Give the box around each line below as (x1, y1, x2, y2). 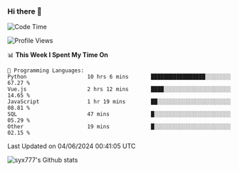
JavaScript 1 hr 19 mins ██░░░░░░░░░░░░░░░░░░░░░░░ (7, 98, 232, 105)
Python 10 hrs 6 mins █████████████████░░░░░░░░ (7, 73, 232, 81)
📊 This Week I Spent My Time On (7, 51, 108, 59)
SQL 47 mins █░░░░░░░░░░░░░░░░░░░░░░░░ (7, 110, 232, 118)
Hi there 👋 (7, 6, 43, 16)
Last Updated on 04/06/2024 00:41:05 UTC (7, 142, 136, 150)
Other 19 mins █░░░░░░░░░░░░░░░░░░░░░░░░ (7, 123, 232, 130)
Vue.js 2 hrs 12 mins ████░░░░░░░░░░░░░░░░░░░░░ (7, 85, 232, 93)
